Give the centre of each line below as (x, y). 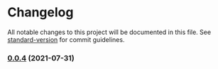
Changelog (40, 12)
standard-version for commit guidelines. (66, 39)
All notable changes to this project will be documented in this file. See (109, 32)
